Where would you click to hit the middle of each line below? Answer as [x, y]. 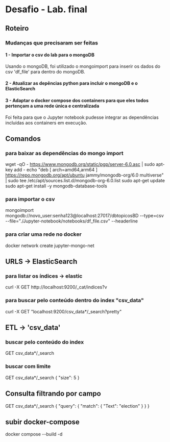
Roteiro [17, 28]
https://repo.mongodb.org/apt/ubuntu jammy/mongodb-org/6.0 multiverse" [85, 175]
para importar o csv [30, 199]
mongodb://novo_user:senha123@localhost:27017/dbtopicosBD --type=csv [85, 216]
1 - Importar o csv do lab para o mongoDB [50, 55]
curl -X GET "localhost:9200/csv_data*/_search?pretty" [64, 311]
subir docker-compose [43, 422]
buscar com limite [28, 366]
